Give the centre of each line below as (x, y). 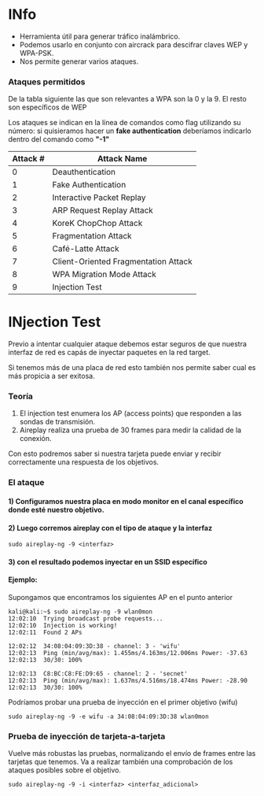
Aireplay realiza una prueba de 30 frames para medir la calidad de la (130, 430)
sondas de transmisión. (57, 422)
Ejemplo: (23, 579)
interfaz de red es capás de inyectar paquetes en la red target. (109, 353)
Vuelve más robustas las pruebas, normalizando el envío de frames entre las (132, 753)
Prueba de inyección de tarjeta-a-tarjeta (87, 736)
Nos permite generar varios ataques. (79, 61)
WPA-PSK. (37, 53)
